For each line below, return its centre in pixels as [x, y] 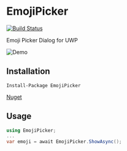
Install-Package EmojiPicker [44, 85]
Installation [28, 72]
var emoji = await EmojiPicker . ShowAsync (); [64, 142]
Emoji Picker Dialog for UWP [42, 40]
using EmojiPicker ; [31, 130]
